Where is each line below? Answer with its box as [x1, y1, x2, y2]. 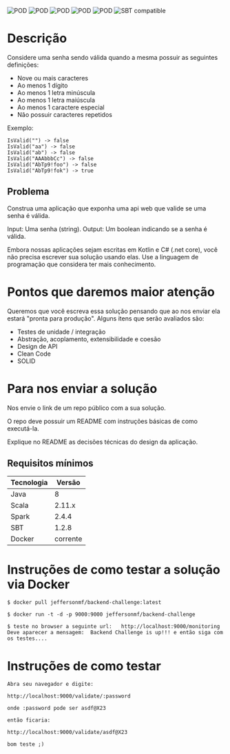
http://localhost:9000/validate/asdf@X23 [7, 729, 128, 736]
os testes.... [7, 635, 48, 643]
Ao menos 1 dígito [17, 81, 68, 89]
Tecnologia [10, 478, 48, 488]
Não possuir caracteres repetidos [17, 110, 112, 118]
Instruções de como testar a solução [7, 561, 220, 577]
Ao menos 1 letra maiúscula [17, 96, 95, 104]
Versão [56, 478, 81, 488]
